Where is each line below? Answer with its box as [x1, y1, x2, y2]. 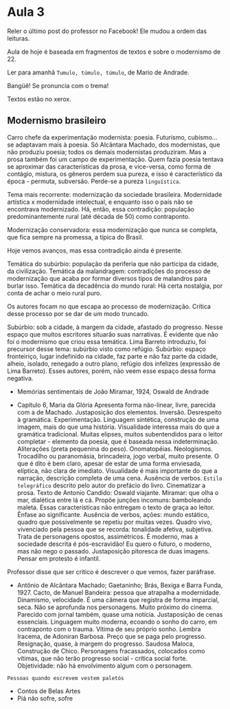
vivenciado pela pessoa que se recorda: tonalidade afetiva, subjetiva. [16, 525, 214, 533]
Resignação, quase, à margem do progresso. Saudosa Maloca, [16, 639, 195, 648]
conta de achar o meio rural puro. [7, 288, 102, 297]
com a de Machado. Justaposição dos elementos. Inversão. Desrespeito [16, 408, 222, 416]
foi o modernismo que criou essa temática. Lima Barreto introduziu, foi [7, 337, 207, 346]
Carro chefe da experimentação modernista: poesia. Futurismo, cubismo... [7, 133, 218, 141]
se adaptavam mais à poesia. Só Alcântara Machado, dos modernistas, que [7, 140, 220, 149]
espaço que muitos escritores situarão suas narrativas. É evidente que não [7, 330, 218, 338]
